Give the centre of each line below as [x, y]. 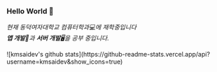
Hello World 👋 [30, 11]
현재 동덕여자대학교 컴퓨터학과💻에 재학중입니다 [72, 27]
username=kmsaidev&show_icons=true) [65, 62]
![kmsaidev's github [35, 55]
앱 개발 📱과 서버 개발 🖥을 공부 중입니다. [58, 38]
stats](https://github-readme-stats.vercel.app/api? [138, 55]
